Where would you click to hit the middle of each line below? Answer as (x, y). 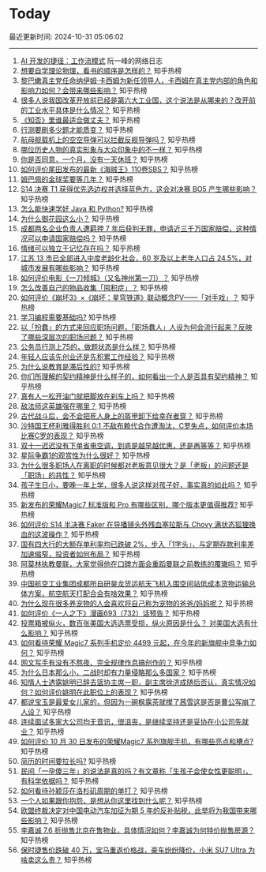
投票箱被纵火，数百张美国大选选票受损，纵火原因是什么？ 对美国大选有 (135, 623)
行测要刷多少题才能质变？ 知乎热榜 (77, 129)
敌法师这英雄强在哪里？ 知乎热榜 (73, 406)
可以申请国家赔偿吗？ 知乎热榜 (77, 238)
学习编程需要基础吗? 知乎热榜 (68, 317)
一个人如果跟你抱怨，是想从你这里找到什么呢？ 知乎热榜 (111, 800)
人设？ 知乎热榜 (46, 712)
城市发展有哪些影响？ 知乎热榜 (70, 268)
